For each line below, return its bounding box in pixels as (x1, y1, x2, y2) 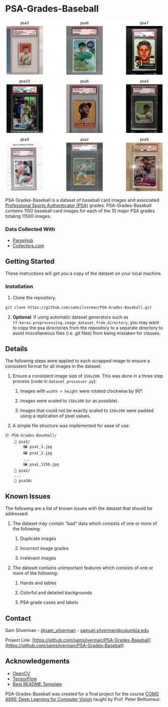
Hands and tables (20, 580, 57, 586)
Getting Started (5, 257, 55, 266)
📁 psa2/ (14, 468, 30, 474)
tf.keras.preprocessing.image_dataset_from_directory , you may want (12, 319, 159, 325)
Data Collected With (5, 226, 55, 233)
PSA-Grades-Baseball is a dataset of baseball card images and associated (5, 197, 159, 203)
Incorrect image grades (20, 545, 69, 552)
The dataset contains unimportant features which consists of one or (12, 565, 153, 571)
